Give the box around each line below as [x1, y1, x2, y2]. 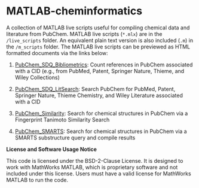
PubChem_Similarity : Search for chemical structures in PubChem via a [14, 110, 188, 117]
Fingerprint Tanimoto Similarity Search [14, 116, 110, 123]
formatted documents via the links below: [6, 49, 109, 56]
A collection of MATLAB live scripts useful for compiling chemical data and [6, 24, 190, 31]
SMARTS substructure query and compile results [14, 134, 136, 141]
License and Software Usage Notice [6, 145, 97, 153]
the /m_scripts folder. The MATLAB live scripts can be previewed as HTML [6, 43, 191, 50]
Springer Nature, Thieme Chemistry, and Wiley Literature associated [14, 92, 183, 99]
